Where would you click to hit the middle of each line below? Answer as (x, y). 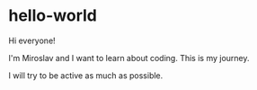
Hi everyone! (32, 40)
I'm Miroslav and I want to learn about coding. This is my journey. (129, 58)
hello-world (53, 16)
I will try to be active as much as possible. (86, 75)
